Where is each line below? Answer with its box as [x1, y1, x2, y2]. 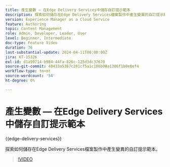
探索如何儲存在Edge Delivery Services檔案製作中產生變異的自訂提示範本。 [5, 146, 160, 152]
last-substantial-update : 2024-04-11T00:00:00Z [5, 50, 108, 55]
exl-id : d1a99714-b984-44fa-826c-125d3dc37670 [5, 59, 105, 64]
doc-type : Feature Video [5, 40, 58, 46]
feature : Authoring [5, 21, 47, 27]
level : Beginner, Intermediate [5, 36, 71, 41]
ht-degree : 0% [5, 78, 35, 83]
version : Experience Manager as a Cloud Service [5, 17, 110, 22]
